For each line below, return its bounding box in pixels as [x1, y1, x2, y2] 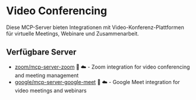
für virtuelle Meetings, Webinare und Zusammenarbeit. [6, 30, 139, 37]
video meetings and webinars [14, 87, 87, 94]
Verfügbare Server [6, 47, 77, 57]
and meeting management [14, 72, 79, 79]
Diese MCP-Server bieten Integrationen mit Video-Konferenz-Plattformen [6, 24, 184, 31]
